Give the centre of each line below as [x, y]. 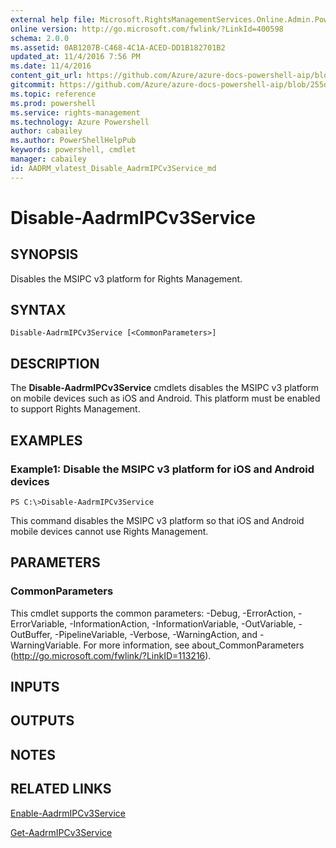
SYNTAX [38, 310]
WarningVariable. [46, 645]
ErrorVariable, [39, 623]
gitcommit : [33, 85]
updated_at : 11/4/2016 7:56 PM [75, 57]
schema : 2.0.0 [40, 38]
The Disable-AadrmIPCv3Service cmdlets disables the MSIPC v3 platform [165, 388]
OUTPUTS [42, 721]
